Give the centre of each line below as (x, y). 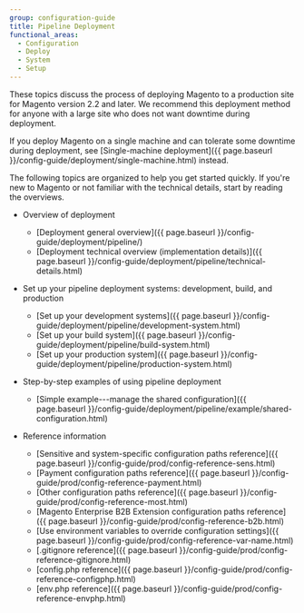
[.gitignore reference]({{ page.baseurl (107, 549)
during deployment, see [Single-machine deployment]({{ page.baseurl (141, 150)
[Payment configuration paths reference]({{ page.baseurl (143, 472)
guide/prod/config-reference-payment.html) (119, 482)
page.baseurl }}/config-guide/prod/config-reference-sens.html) (156, 463)
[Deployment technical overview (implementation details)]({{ (149, 252)
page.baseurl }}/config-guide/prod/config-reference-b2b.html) (166, 521)
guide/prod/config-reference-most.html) (112, 501)
